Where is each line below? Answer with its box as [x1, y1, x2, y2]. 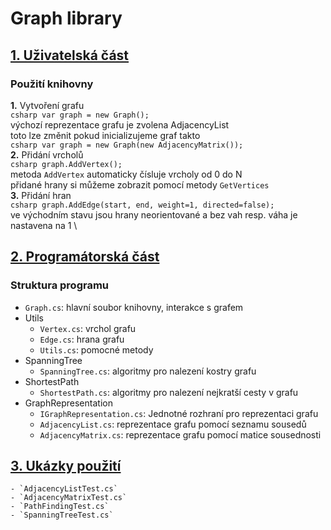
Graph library [10, 7, 123, 30]
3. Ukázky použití [10, 457, 122, 474]
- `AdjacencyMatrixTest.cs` [10, 493, 128, 503]
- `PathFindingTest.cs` [10, 502, 110, 512]
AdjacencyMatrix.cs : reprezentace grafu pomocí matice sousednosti [39, 428, 322, 441]
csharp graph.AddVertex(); [10, 159, 123, 169]
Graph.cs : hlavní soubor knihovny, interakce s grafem [24, 301, 244, 313]
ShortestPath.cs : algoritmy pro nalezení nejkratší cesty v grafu [39, 386, 299, 398]
